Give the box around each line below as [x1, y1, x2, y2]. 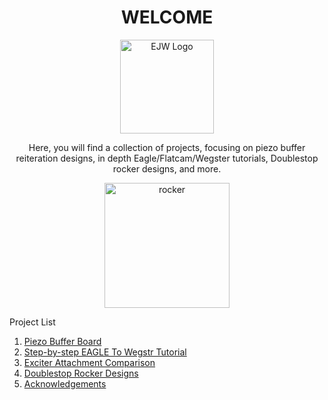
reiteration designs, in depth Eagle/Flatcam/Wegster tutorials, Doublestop [15, 152, 319, 164]
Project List [9, 316, 56, 328]
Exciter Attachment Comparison [23, 356, 156, 368]
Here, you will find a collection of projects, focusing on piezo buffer [28, 141, 306, 153]
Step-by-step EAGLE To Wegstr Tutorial [23, 346, 187, 358]
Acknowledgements [23, 377, 107, 390]
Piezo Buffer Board [23, 335, 102, 347]
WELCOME [120, 6, 214, 29]
